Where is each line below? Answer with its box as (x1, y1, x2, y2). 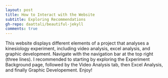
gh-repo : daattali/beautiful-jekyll (5, 21, 83, 27)
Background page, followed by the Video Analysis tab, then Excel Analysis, (5, 62, 163, 68)
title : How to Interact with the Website (5, 12, 95, 17)
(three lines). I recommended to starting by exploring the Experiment (5, 56, 150, 62)
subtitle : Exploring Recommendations (5, 17, 86, 22)
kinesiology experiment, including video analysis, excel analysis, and (5, 46, 150, 52)
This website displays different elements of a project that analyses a (5, 40, 149, 46)
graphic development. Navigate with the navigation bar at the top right (5, 51, 154, 57)
